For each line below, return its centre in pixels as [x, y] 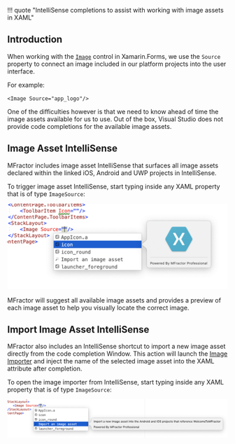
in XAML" [21, 18]
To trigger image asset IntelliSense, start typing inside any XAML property [114, 186]
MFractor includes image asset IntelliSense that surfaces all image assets [113, 165]
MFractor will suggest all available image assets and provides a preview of [114, 300]
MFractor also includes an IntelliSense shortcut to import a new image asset [116, 347]
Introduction [35, 40]
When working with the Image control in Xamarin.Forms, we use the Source [114, 56]
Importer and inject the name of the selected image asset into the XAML [111, 361]
